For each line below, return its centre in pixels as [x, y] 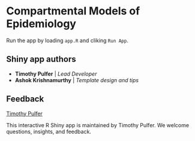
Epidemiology [41, 24]
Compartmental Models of [73, 11]
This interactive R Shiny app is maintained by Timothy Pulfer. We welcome [98, 125]
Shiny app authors [41, 59]
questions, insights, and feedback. [49, 131]
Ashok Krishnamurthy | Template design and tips [77, 80]
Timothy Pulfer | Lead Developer [56, 74]
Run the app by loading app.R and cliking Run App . [67, 40]
